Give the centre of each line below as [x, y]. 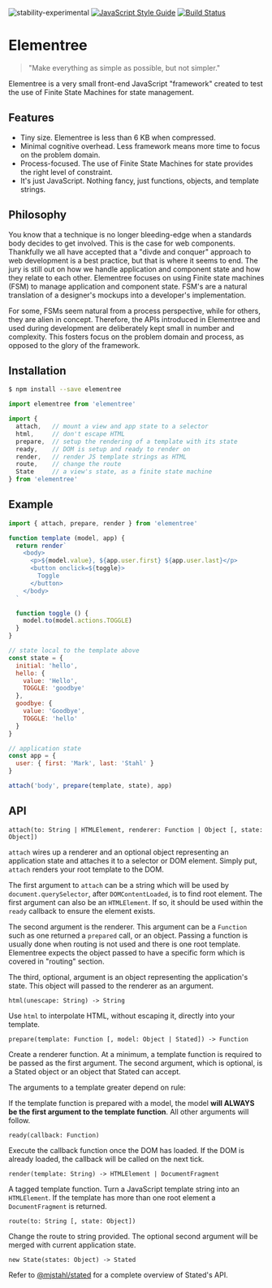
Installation [37, 370]
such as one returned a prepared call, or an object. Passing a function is [128, 935]
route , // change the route [69, 464]
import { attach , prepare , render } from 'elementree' [103, 523]
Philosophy [38, 215]
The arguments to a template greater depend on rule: [97, 1087]
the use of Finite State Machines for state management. [101, 92]
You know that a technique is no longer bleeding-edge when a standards [130, 234]
